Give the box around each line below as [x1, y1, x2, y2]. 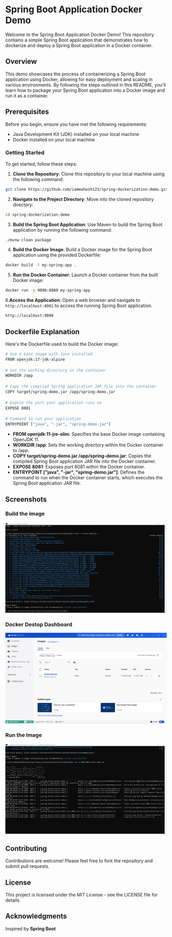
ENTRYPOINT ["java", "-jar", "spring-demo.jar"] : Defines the [12, 469, 145, 475]
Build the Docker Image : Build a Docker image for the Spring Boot [12, 247, 153, 253]
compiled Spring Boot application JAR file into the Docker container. [12, 458, 156, 464]
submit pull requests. [5, 863, 50, 869]
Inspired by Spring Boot [5, 925, 56, 931]
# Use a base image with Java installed [5, 351, 93, 357]
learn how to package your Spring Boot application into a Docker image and [5, 87, 165, 93]
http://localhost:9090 [5, 313, 54, 318]
